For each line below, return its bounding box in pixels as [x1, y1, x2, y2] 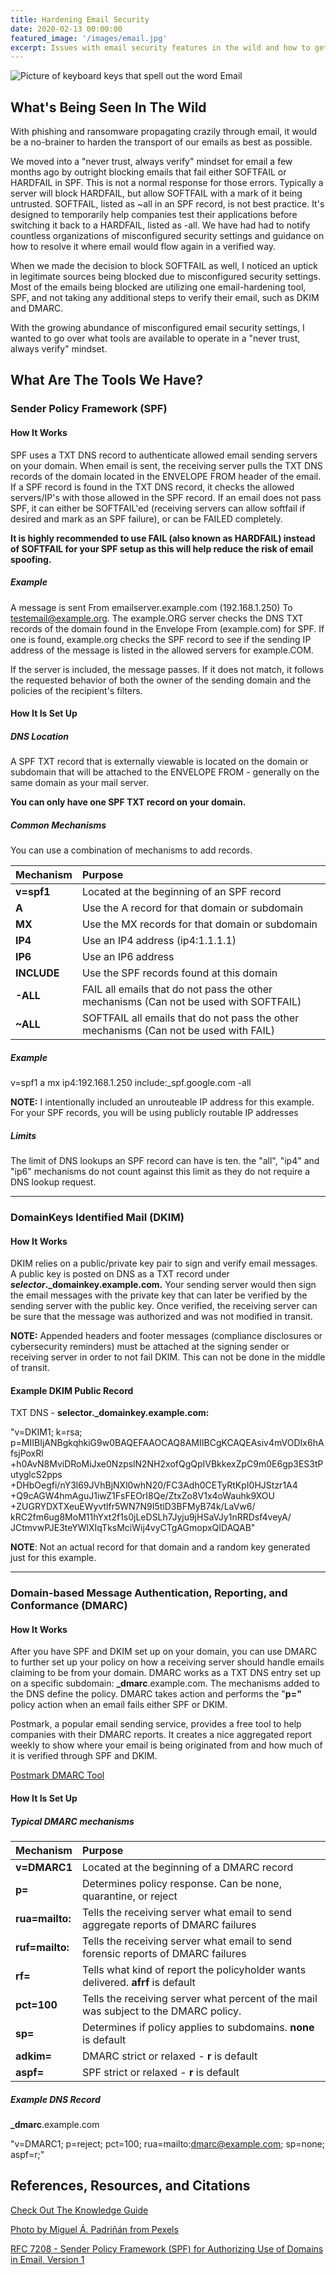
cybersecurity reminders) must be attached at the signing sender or [10, 1341, 290, 1353]
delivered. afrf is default [82, 1976, 196, 1990]
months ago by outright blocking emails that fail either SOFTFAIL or [10, 166, 287, 178]
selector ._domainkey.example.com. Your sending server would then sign [10, 1279, 317, 1291]
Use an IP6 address [81, 950, 175, 964]
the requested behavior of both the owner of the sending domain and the [10, 674, 312, 686]
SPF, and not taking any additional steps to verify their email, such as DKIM [10, 292, 320, 304]
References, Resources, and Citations [10, 2177, 251, 2195]
